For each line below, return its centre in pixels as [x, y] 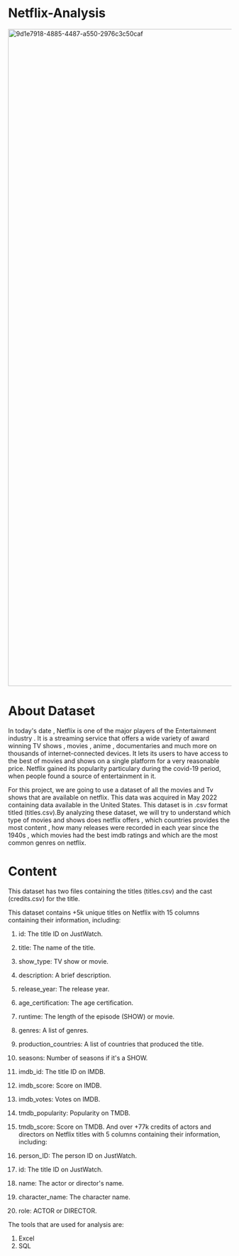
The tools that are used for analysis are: [66, 1224]
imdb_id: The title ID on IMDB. [62, 1071]
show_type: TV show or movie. [63, 961]
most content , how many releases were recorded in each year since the [113, 827]
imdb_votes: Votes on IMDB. [59, 1099]
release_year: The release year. [64, 989]
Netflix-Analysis [57, 13]
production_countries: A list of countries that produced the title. [111, 1044]
